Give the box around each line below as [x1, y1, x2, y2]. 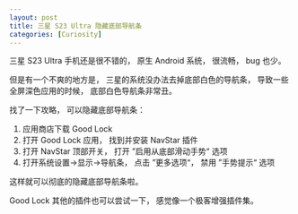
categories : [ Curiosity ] [9, 30, 102, 39]
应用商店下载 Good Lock [22, 124, 113, 134]
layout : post [9, 13, 58, 22]
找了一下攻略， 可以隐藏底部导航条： [9, 105, 145, 116]
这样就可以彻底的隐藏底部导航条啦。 [9, 176, 144, 187]
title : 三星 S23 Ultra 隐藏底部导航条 [9, 21, 142, 30]
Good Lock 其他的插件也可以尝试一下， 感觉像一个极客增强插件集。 [9, 195, 259, 206]
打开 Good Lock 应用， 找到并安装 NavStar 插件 [22, 135, 199, 146]
